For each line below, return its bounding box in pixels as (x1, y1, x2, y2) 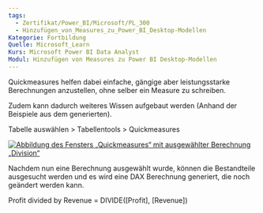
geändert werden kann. (8, 180, 85, 189)
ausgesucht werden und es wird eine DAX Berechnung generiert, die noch (8, 171, 250, 181)
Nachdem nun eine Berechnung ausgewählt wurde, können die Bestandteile (8, 163, 256, 173)
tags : (8, 11, 26, 20)
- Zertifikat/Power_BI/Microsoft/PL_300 (15, 19, 150, 27)
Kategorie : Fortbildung (8, 33, 87, 42)
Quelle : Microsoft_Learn (8, 41, 90, 49)
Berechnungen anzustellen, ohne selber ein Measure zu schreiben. (8, 85, 227, 95)
